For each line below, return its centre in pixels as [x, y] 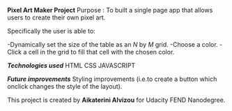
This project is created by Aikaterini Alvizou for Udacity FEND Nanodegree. [116, 100]
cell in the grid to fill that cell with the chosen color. [101, 52]
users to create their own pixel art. [56, 17]
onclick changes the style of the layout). [65, 86]
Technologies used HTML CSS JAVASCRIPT [71, 65]
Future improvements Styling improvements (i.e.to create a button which [112, 79]
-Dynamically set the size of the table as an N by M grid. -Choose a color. [113, 44]
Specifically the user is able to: [51, 31]
